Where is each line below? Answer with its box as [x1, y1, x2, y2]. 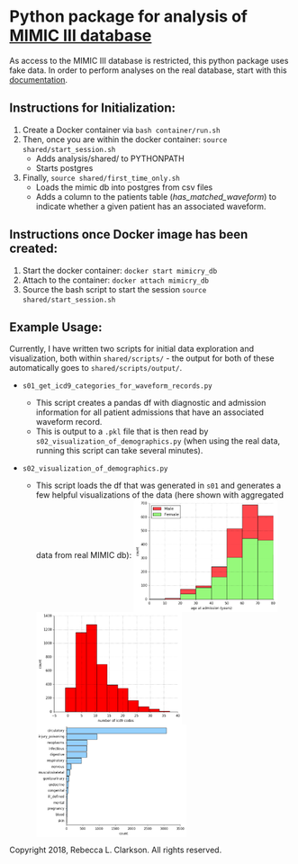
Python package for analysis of [9, 6, 248, 27]
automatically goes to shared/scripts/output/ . [9, 363, 183, 373]
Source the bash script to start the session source [22, 283, 207, 294]
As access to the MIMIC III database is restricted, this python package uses [9, 55, 289, 66]
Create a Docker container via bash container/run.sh [22, 124, 221, 135]
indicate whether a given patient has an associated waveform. [35, 201, 266, 211]
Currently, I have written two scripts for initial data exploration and [9, 344, 255, 355]
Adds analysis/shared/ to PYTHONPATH [35, 153, 185, 164]
